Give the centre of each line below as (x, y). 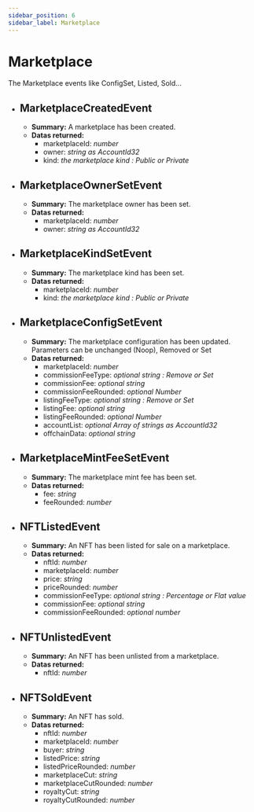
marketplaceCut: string (80, 774)
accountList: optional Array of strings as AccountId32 (130, 424)
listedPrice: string (72, 758)
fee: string (60, 494)
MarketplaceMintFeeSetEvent (94, 458)
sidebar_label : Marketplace (54, 23)
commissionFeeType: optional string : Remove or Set (128, 375)
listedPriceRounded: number (89, 766)
